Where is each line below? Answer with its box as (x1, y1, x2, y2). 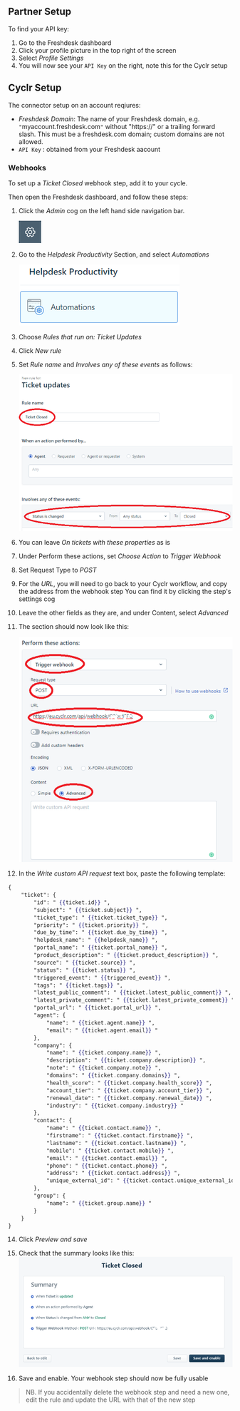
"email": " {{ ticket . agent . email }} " (46, 1027, 159, 1034)
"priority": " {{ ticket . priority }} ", (33, 921, 149, 929)
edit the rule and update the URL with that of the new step (25, 1395, 196, 1404)
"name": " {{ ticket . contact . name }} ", (46, 1124, 162, 1132)
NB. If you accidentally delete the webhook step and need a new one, (25, 1387, 230, 1396)
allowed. (18, 137, 43, 145)
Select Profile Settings (18, 53, 84, 62)
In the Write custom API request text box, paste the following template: (18, 869, 226, 878)
